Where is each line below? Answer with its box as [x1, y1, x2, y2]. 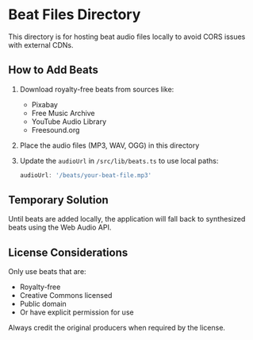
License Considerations [8, 245, 128, 259]
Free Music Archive [31, 108, 95, 118]
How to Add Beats [8, 64, 99, 77]
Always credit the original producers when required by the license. [8, 323, 226, 333]
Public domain [19, 299, 67, 309]
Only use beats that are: [8, 267, 86, 276]
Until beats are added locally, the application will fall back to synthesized [8, 214, 246, 224]
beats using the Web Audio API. [8, 222, 112, 232]
